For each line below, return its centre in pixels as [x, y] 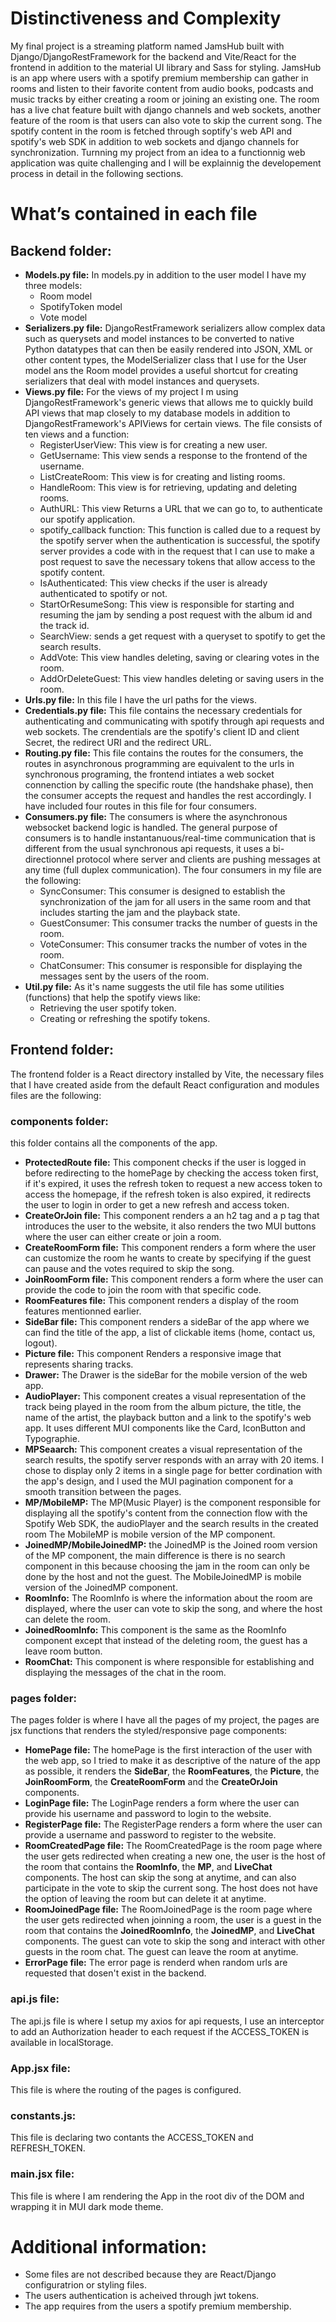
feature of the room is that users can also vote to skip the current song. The [166, 120]
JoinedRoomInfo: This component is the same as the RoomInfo [155, 1630]
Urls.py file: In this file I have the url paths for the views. [140, 699]
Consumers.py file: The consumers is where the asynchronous [156, 816]
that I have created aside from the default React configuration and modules [165, 1084]
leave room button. [63, 1651]
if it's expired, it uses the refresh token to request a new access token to [173, 1184]
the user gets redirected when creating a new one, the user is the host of [175, 1856]
